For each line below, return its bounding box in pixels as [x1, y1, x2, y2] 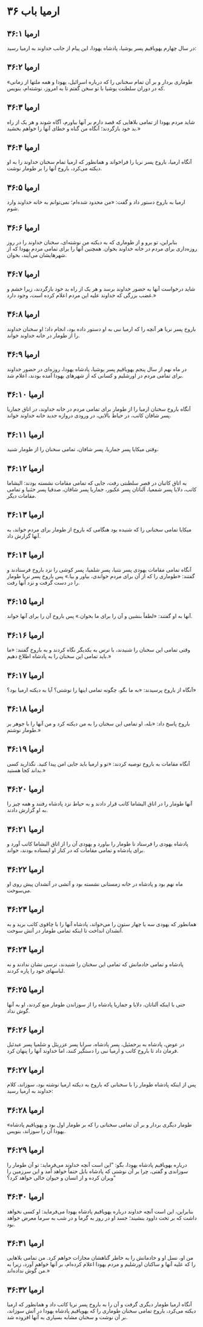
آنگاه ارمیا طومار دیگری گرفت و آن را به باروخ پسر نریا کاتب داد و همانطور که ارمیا [7, 1301, 193, 1308]
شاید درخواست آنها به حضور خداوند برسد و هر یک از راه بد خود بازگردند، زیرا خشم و [7, 285, 196, 292]
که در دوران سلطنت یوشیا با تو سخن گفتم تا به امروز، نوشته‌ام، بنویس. [7, 84, 165, 92]
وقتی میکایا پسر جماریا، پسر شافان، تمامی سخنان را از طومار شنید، [7, 446, 159, 453]
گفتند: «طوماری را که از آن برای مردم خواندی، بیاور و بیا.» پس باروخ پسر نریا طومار [7, 572, 195, 580]
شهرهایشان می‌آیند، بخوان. [7, 252, 67, 259]
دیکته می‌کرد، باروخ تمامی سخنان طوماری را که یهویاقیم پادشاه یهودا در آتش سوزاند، [7, 1307, 196, 1314]
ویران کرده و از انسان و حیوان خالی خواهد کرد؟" [7, 1174, 116, 1181]
